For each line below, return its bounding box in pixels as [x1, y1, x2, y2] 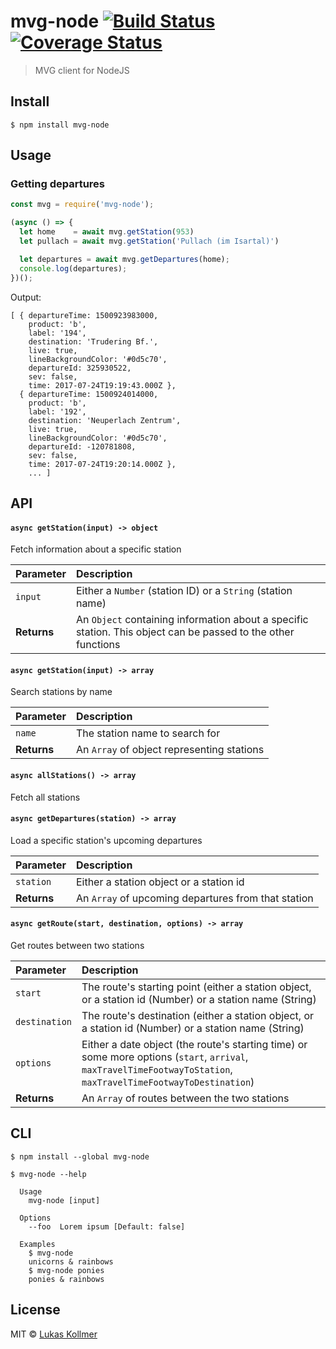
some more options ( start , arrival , [81, 1050, 249, 1064]
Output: [10, 291, 42, 303]
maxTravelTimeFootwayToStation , [81, 1062, 233, 1076]
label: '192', [28, 406, 87, 417]
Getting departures [10, 177, 106, 191]
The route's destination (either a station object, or [81, 1008, 314, 1022]
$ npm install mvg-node [10, 120, 110, 130]
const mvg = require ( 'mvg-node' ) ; [10, 200, 155, 210]
